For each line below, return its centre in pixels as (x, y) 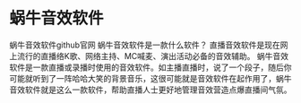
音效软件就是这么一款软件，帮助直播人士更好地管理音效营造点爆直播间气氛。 (150, 90)
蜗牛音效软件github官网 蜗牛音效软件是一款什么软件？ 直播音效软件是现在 (145, 45)
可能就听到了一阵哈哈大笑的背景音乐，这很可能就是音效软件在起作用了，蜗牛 (150, 78)
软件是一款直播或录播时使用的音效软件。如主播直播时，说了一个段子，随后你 (150, 67)
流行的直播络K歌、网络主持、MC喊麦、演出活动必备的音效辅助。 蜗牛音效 (153, 56)
